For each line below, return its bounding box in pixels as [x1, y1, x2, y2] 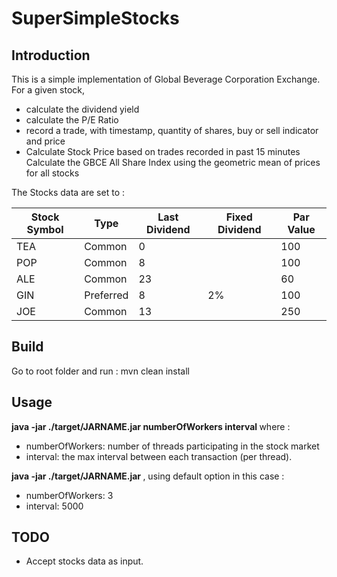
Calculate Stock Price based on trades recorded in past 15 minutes [25, 146, 301, 157]
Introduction [11, 47, 91, 64]
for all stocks [25, 167, 80, 179]
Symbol [26, 223, 64, 236]
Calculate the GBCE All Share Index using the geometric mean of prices [25, 157, 321, 168]
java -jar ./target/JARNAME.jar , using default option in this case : [11, 470, 285, 482]
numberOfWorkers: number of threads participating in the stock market [25, 440, 320, 452]
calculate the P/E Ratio [25, 114, 119, 126]
